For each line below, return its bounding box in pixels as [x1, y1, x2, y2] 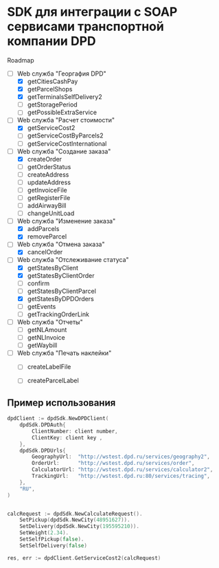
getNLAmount [27, 326, 67, 334]
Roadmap [7, 56, 34, 64]
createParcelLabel [27, 376, 79, 385]
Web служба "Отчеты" [16, 318, 84, 326]
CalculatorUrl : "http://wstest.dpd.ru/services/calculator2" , [32, 466, 214, 473]
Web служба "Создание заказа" [16, 147, 111, 155]
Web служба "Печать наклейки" [16, 349, 112, 358]
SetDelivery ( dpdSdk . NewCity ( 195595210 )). [19, 523, 139, 530]
